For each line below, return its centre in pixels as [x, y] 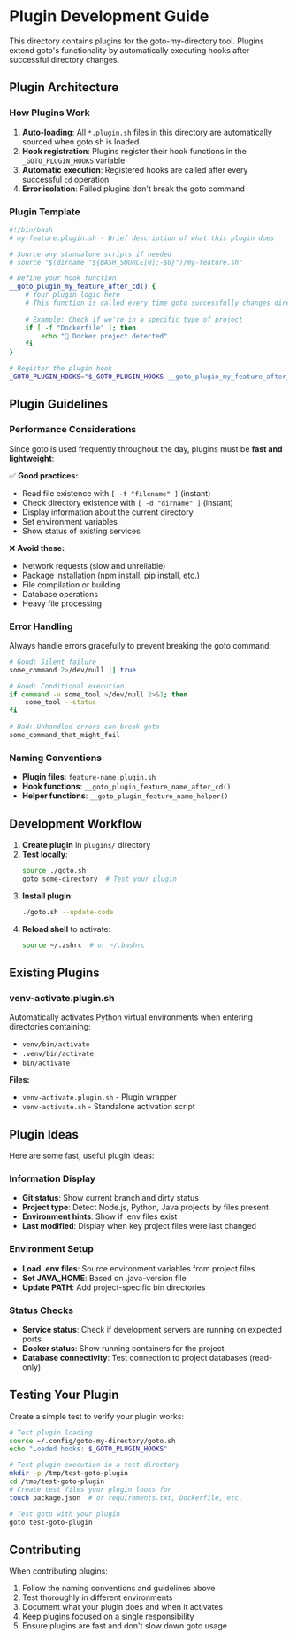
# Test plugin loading [51, 1433]
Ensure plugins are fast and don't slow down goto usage [125, 1626]
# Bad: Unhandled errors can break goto [85, 727]
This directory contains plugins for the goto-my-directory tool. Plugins [137, 41]
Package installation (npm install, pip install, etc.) [111, 575]
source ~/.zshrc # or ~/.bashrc [84, 945]
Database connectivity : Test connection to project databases [134, 1357]
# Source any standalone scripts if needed [91, 254]
